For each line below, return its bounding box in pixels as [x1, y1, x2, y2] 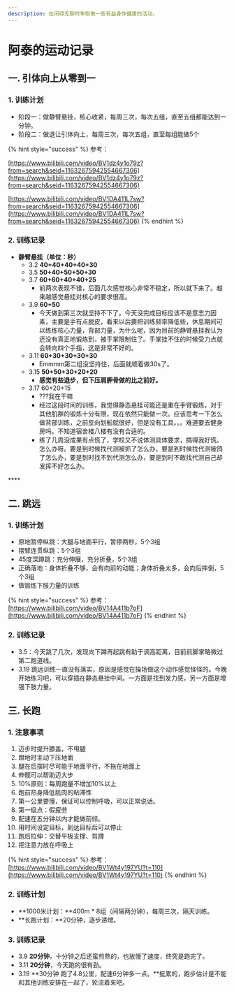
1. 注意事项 [8, 727, 44, 737]
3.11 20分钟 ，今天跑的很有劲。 [17, 961, 105, 969]
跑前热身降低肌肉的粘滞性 [17, 788, 92, 797]
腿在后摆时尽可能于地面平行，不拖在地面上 [17, 762, 141, 771]
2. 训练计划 [8, 890, 45, 899]
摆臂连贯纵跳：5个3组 [17, 546, 81, 555]
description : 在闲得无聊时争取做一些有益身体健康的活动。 [8, 10, 158, 17]
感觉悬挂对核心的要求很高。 [51, 292, 131, 300]
